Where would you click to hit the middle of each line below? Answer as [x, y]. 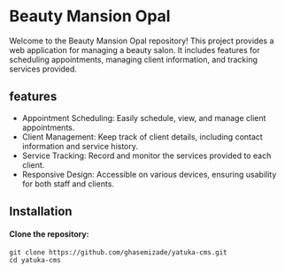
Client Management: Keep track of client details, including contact [142, 136]
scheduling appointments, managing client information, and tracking [134, 59]
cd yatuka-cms [35, 261]
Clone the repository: [49, 234]
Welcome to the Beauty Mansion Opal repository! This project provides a [142, 41]
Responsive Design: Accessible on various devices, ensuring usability [149, 174]
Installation [41, 212]
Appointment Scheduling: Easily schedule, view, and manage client [144, 118]
